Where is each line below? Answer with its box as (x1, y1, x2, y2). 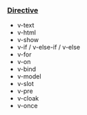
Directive (7, 6, 39, 15)
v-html (17, 28, 37, 36)
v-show (17, 36, 39, 44)
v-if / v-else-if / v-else (17, 43, 81, 52)
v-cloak (17, 94, 39, 103)
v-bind (17, 65, 37, 74)
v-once (17, 102, 38, 110)
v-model (17, 72, 41, 81)
